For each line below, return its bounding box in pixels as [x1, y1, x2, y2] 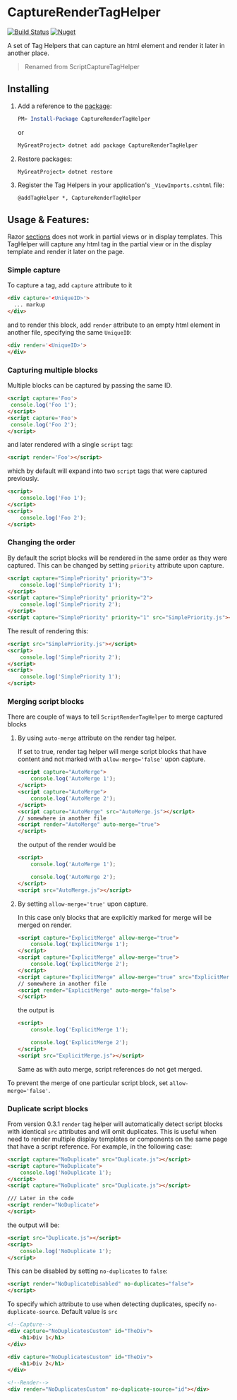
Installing [7, 83, 49, 95]
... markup [13, 301, 46, 309]
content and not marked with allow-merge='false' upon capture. [17, 755, 206, 763]
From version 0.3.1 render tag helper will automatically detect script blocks [7, 1120, 224, 1128]
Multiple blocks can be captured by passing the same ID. [7, 381, 173, 390]
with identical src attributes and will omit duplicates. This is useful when [7, 1127, 217, 1135]
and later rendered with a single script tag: [7, 441, 133, 449]
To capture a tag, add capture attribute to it [7, 281, 133, 289]
